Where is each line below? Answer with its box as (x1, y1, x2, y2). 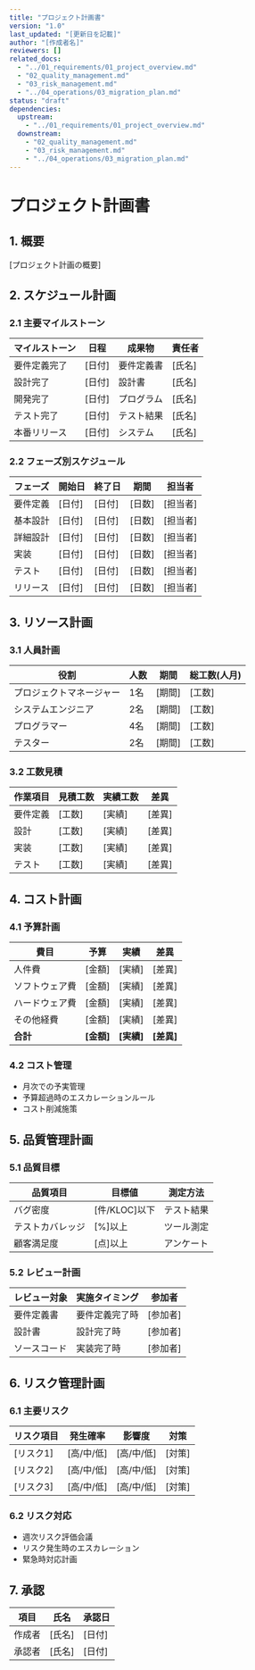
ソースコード (13, 1342, 68, 1355)
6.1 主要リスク (9, 1404, 70, 1416)
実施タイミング (76, 1291, 140, 1304)
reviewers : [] (9, 46, 62, 55)
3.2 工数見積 (9, 765, 63, 778)
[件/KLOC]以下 (94, 1204, 156, 1216)
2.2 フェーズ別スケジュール (9, 455, 126, 468)
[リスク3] (13, 1481, 53, 1493)
